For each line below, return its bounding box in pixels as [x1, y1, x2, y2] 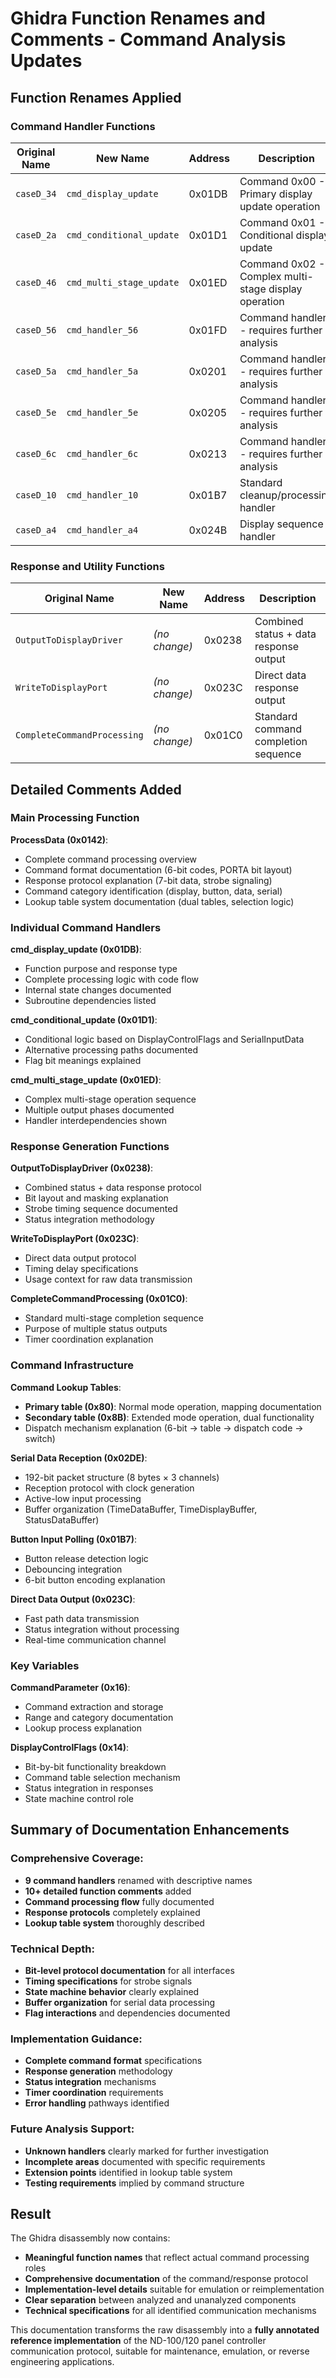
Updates [10, 50, 83, 72]
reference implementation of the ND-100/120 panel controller [10, 2335, 267, 2347]
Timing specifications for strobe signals [24, 1975, 193, 1987]
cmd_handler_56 [66, 324, 139, 336]
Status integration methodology [24, 1213, 155, 1226]
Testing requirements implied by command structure [24, 2177, 245, 2189]
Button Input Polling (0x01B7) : [10, 1533, 138, 1545]
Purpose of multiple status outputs [24, 1323, 168, 1335]
